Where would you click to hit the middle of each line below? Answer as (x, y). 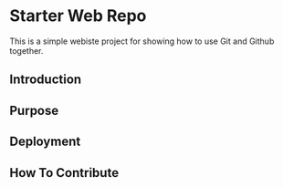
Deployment (45, 142)
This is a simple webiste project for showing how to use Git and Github (142, 41)
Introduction (46, 80)
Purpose (34, 110)
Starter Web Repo (78, 16)
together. (26, 50)
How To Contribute (64, 173)
